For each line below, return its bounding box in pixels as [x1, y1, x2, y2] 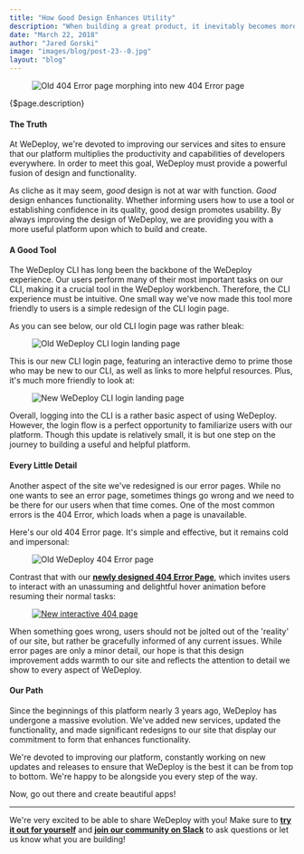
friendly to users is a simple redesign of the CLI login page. [9, 303, 230, 314]
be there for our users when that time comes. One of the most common [9, 500, 276, 510]
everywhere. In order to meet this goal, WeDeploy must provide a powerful [9, 158, 288, 169]
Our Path [9, 685, 43, 696]
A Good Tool [9, 244, 57, 255]
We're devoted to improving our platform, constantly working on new [9, 752, 266, 762]
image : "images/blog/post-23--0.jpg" [9, 47, 152, 56]
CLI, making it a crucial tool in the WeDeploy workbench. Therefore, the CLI [9, 284, 291, 295]
